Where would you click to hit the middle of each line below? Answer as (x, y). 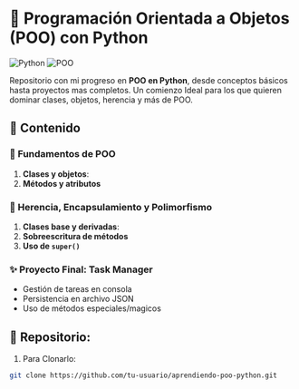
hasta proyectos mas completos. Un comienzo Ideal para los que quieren (146, 90)
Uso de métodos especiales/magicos (92, 308)
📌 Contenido (45, 128)
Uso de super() (51, 246)
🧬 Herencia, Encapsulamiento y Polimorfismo (111, 207)
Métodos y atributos (62, 183)
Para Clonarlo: (49, 359)
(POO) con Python (79, 38)
